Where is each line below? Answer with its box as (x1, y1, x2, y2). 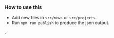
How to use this (4, 4, 42, 11)
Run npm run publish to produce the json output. (11, 20, 110, 25)
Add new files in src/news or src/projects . (11, 15, 97, 21)
